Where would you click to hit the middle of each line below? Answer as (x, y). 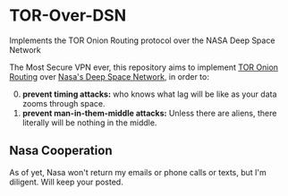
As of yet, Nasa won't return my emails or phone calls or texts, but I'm (138, 172)
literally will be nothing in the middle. (89, 123)
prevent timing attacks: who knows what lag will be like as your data (149, 94)
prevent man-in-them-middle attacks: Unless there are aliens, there (149, 113)
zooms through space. (64, 103)
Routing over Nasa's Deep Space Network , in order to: (110, 76)
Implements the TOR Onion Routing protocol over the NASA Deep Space (142, 40)
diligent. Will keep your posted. (66, 182)
